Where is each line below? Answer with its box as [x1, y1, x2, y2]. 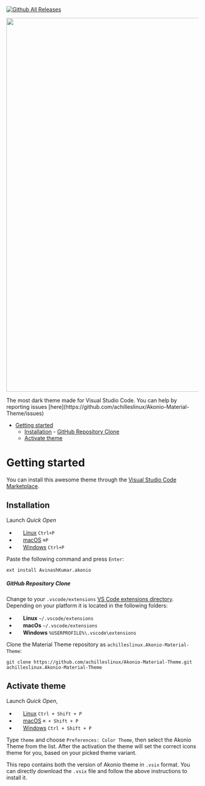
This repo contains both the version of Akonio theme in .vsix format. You [6, 760, 190, 768]
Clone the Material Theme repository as [6, 641, 106, 648]
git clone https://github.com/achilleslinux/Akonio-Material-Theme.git [6, 659, 192, 665]
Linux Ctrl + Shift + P [23, 710, 82, 717]
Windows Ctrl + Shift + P [23, 724, 92, 732]
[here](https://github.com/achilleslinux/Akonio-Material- [48, 403, 190, 410]
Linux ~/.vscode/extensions [23, 614, 94, 622]
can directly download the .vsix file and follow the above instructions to [6, 767, 188, 774]
